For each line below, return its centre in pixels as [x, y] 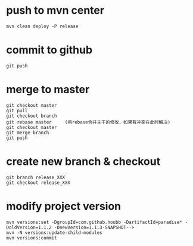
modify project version [63, 206]
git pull [17, 110]
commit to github [49, 50]
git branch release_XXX [36, 177]
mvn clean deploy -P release [42, 26]
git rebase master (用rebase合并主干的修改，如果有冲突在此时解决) [88, 122]
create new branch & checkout [83, 161]
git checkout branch [32, 116]
